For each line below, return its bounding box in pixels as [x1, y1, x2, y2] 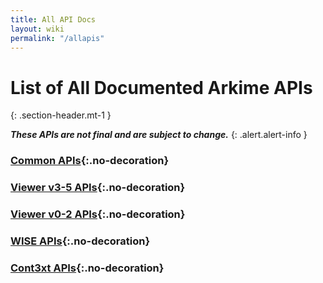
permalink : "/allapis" [10, 33, 105, 43]
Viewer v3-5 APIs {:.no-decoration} [10, 181, 186, 195]
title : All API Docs [10, 14, 97, 25]
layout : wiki [10, 24, 65, 34]
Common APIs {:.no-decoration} [10, 154, 170, 168]
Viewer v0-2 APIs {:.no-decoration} [10, 207, 186, 221]
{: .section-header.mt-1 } [10, 109, 112, 121]
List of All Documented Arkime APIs [10, 76, 313, 99]
